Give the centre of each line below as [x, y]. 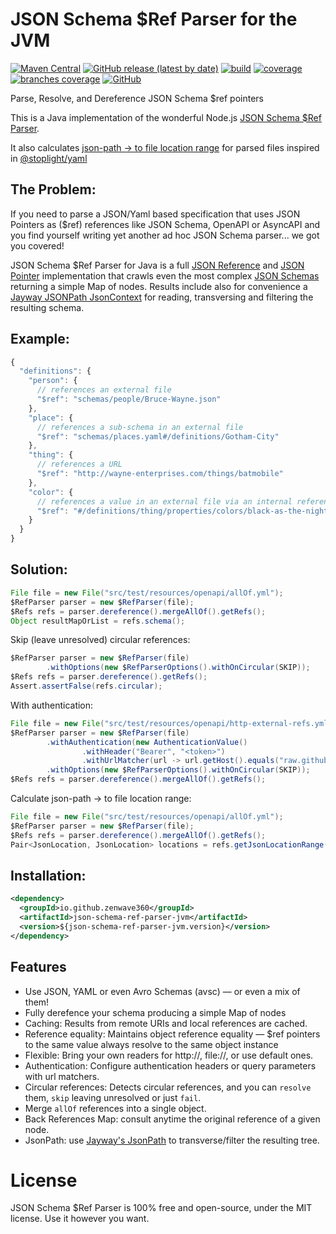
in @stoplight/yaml [49, 158]
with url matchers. [62, 1076]
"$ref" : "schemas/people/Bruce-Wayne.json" [129, 399]
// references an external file [104, 390]
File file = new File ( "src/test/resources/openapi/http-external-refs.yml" [171, 723]
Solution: [39, 569]
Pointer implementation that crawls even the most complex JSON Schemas [165, 275]
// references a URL [79, 464]
